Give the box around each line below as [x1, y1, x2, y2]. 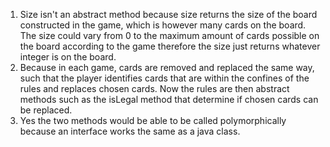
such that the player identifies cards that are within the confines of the [19, 72, 310, 84]
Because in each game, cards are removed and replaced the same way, [19, 62, 315, 73]
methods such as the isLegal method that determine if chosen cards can [19, 94, 319, 105]
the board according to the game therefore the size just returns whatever [19, 40, 321, 52]
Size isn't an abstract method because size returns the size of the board [19, 9, 318, 20]
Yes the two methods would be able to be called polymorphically [19, 115, 287, 126]
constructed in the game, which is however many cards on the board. [19, 19, 307, 31]
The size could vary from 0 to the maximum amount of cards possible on [19, 30, 320, 41]
